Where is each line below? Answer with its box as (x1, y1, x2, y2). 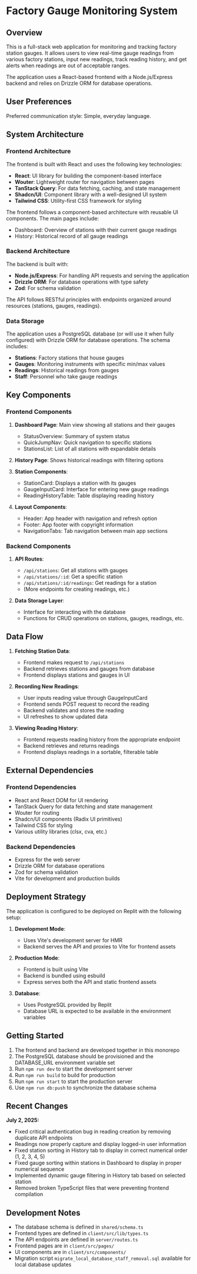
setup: (6, 914, 22, 921)
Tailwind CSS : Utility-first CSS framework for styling (14, 197, 142, 204)
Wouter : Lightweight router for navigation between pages (14, 178, 155, 185)
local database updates (14, 1261, 72, 1268)
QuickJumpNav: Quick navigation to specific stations (23, 439, 152, 446)
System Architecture (6, 130, 84, 140)
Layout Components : (14, 503, 68, 511)
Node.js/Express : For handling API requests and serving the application (14, 272, 189, 279)
